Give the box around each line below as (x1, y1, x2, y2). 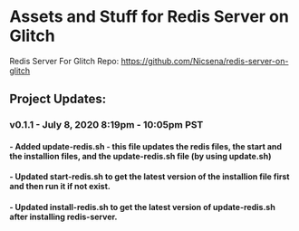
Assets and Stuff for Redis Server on (9, 6, 290, 27)
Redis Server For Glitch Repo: (9, 55, 120, 66)
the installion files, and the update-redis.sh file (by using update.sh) (9, 150, 272, 161)
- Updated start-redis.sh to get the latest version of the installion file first (9, 171, 290, 182)
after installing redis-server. (9, 211, 118, 223)
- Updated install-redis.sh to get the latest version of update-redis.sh (9, 202, 276, 213)
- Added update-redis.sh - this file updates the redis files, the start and (9, 140, 283, 151)
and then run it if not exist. (9, 181, 111, 192)
